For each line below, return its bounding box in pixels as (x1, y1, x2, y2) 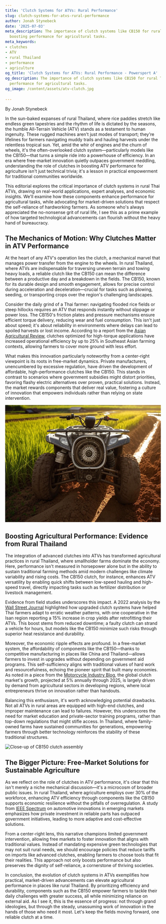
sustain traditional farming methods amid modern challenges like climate (5, 569, 153, 575)
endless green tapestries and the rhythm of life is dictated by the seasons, (5, 120, 157, 126)
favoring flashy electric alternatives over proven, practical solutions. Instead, (5, 380, 161, 385)
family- (138, 718, 153, 724)
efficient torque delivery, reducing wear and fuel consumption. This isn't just (5, 317, 161, 323)
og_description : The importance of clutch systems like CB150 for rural (5, 76, 158, 81)
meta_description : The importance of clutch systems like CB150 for (5, 29, 149, 34)
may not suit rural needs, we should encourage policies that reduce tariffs (5, 847, 156, 853)
